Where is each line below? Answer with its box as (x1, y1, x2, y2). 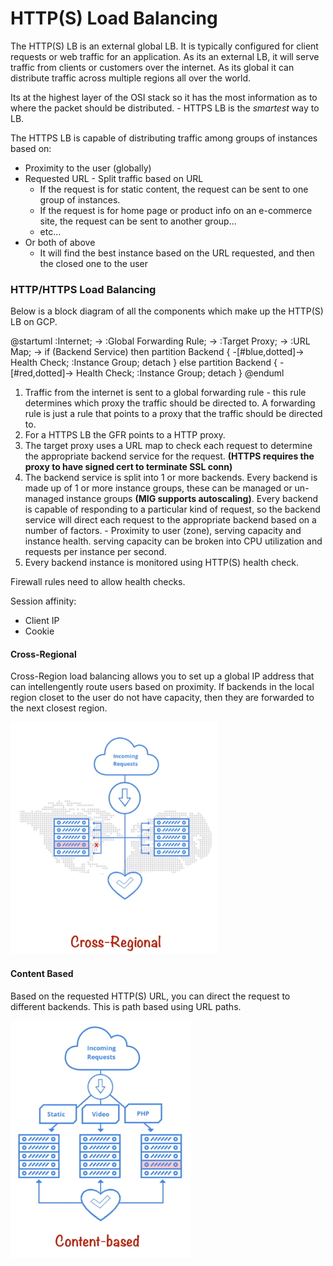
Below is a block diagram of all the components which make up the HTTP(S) (10, 305, 324, 317)
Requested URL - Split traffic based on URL (24, 172, 204, 184)
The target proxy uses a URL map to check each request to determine (24, 440, 313, 452)
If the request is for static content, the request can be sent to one (39, 183, 309, 195)
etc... (39, 225, 62, 237)
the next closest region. (10, 702, 108, 714)
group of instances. (39, 193, 121, 206)
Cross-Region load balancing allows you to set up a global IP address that (10, 670, 315, 682)
